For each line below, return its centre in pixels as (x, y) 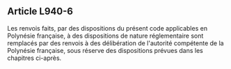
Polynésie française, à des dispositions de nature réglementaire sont (105, 36)
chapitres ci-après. (34, 58)
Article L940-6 (40, 11)
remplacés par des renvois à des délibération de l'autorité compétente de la (115, 43)
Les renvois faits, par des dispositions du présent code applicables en (107, 28)
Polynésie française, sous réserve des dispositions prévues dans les (105, 50)
